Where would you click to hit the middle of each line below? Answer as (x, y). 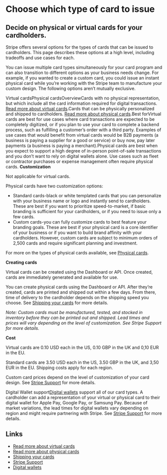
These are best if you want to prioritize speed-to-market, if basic (79, 206)
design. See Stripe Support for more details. (51, 383)
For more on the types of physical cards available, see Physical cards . (77, 253)
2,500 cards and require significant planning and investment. (75, 243)
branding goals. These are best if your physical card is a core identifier (85, 227)
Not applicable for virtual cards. (38, 176)
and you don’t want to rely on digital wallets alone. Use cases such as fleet (82, 156)
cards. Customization (28, 167)
